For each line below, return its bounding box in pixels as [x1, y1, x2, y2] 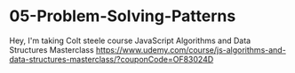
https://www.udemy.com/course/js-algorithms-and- [96, 44, 286, 55]
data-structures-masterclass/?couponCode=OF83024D [9, 54, 214, 64]
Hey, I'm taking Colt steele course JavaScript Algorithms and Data [9, 35, 251, 46]
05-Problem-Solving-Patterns [9, 6, 236, 26]
